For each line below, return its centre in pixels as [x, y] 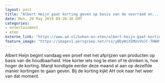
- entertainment [22, 28]
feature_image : [21, 41]
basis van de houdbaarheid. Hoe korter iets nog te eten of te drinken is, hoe [82, 60]
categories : [17, 23]
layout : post [18, 10]
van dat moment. [22, 76]
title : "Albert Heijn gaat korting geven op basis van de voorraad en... [82, 14]
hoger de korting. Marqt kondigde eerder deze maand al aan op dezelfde [79, 65]
